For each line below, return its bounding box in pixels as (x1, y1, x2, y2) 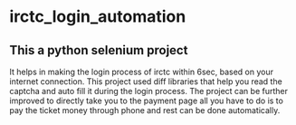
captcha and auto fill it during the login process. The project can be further (9, 86, 288, 96)
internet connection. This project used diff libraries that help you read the (9, 76, 282, 87)
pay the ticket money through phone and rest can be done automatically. (9, 105, 281, 115)
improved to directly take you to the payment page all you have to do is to (9, 95, 283, 106)
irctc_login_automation (9, 6, 186, 27)
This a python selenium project (9, 43, 188, 58)
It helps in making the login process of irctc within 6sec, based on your (9, 66, 274, 77)
